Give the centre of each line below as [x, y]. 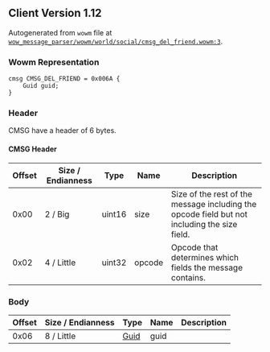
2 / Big [57, 214]
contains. [189, 277]
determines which [205, 257]
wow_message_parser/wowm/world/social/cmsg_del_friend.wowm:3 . [116, 41]
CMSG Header [33, 149]
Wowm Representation [54, 62]
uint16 [114, 214]
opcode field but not [209, 214]
